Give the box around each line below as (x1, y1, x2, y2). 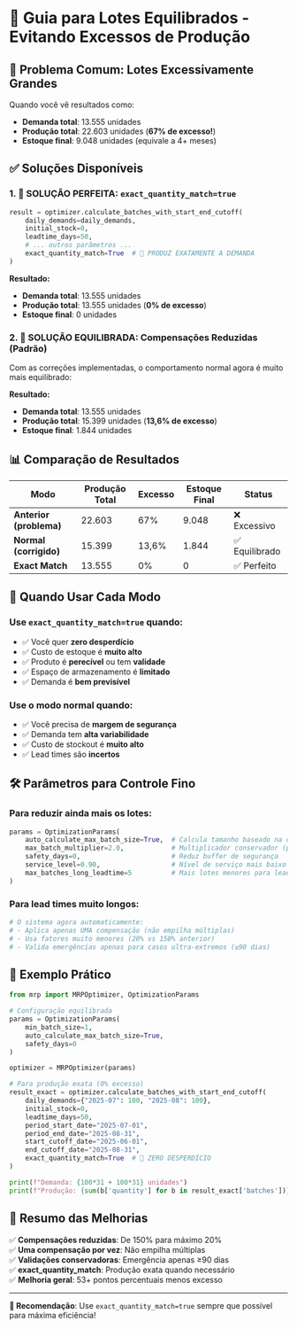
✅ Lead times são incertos (21, 749, 120, 759)
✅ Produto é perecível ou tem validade (21, 656, 166, 667)
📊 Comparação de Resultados (9, 452, 179, 467)
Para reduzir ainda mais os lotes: (9, 807, 152, 820)
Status (244, 487, 273, 500)
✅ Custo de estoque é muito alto (21, 646, 143, 657)
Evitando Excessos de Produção (9, 27, 250, 47)
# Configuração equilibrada (9, 1006, 113, 1015)
